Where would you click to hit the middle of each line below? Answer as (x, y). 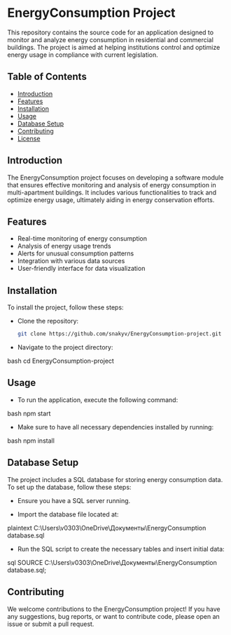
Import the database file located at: (68, 514)
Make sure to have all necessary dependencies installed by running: (115, 427)
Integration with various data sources (71, 261)
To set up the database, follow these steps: (69, 487)
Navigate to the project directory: (65, 347)
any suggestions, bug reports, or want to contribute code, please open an (114, 616)
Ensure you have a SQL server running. (74, 500)
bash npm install (31, 441)
